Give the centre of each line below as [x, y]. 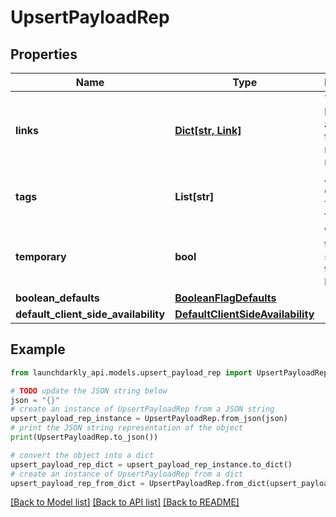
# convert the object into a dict [82, 455]
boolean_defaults [57, 298]
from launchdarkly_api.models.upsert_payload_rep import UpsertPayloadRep [169, 372]
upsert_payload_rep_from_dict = [77, 483]
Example [38, 349]
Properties [44, 54]
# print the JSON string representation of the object [127, 428]
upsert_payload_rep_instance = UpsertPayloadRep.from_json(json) [149, 419]
